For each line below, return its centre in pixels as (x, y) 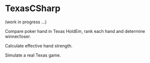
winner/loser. (18, 36)
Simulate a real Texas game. (33, 55)
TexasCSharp (33, 8)
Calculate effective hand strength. (39, 46)
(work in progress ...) (26, 22)
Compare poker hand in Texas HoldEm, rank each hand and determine (75, 31)
